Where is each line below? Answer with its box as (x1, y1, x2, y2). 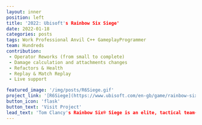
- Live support (8, 76, 47, 82)
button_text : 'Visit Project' (6, 104, 82, 110)
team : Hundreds (6, 43, 44, 49)
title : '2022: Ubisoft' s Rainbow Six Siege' (6, 20, 120, 26)
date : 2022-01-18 (6, 25, 50, 32)
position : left (6, 14, 44, 21)
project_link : (6, 93, 42, 99)
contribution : (6, 48, 42, 54)
